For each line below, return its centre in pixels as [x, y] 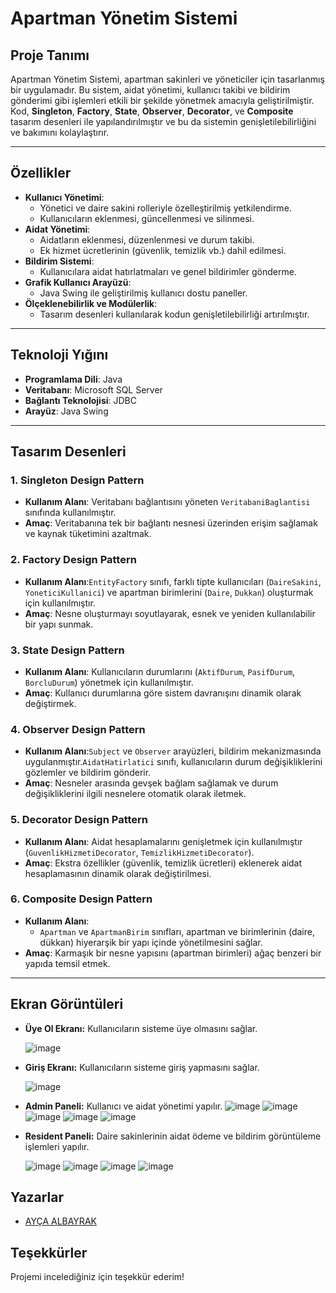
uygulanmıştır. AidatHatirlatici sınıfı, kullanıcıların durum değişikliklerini [173, 762]
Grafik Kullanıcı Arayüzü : [78, 282]
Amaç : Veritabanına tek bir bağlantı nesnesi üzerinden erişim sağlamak [171, 523]
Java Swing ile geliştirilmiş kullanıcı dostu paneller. [143, 293]
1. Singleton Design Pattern [77, 480]
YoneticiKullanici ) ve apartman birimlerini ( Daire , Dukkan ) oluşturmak [169, 592]
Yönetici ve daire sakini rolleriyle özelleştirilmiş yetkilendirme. [165, 208]
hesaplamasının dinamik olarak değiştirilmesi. [118, 873]
